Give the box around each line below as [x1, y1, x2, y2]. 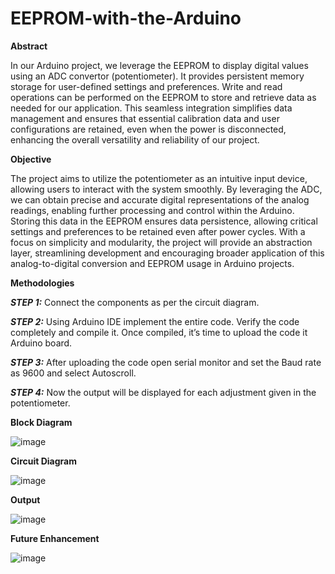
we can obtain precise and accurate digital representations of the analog [10, 193, 310, 206]
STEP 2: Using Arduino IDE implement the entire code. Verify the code [10, 315, 300, 327]
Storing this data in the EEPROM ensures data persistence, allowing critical [10, 215, 318, 227]
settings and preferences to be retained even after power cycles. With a [10, 225, 306, 237]
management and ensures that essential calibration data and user [10, 112, 280, 124]
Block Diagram [10, 416, 73, 428]
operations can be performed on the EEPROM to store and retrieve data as [10, 91, 317, 103]
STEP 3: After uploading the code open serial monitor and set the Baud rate [10, 356, 322, 368]
